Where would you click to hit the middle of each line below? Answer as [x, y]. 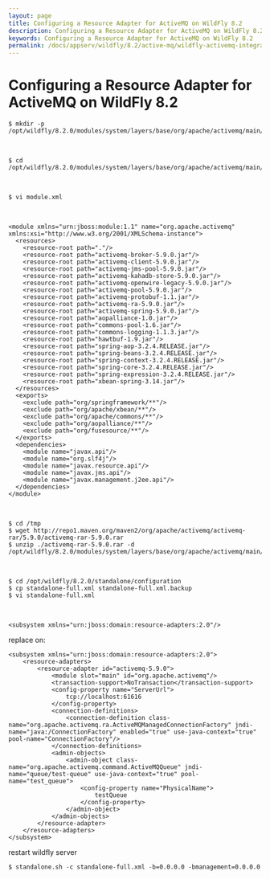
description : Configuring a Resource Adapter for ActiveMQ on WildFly [129, 31]
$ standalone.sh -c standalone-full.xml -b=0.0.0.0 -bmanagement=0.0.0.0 [135, 867]
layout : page [30, 16]
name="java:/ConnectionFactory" [62, 732]
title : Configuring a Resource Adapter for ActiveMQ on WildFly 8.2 [125, 23]
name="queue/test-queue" [50, 775]
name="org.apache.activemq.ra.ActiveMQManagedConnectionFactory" [120, 725]
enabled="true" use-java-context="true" [188, 732]
